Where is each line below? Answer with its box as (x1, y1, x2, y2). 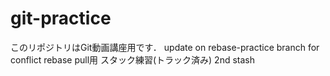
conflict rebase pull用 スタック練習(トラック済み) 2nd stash (10, 53, 256, 66)
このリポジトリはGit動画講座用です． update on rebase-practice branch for (10, 41, 320, 53)
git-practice (10, 7, 112, 30)
